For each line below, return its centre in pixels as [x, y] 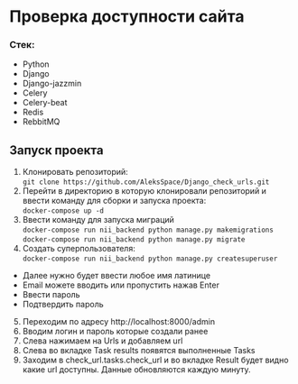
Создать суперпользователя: [79, 249]
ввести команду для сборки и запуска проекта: [114, 201]
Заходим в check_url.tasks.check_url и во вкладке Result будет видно [155, 360]
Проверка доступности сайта [127, 17]
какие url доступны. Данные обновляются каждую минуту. [136, 370]
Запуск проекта [56, 150]
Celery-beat [45, 103]
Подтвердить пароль [63, 305]
